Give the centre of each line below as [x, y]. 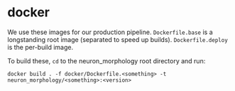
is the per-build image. [40, 47]
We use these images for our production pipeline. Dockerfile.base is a [110, 32]
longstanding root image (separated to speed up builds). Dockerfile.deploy [118, 39]
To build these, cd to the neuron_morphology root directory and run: [106, 60]
